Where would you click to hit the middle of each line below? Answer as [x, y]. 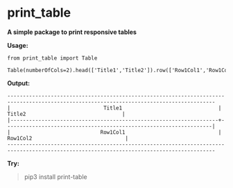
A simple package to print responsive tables [72, 32]
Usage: [18, 45]
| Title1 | [114, 108]
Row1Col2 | [68, 138]
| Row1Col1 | [114, 132]
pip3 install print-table [56, 177]
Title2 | [67, 114]
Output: [18, 83]
